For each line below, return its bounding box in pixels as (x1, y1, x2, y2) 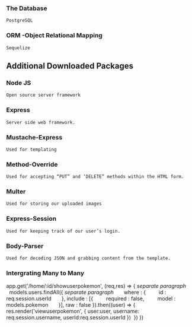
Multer (6, 188, 26, 196)
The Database (6, 4, 47, 12)
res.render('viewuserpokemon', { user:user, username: (6, 307, 139, 315)
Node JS (6, 78, 31, 87)
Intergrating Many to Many (6, 269, 85, 277)
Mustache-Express (6, 133, 63, 141)
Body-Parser (6, 242, 44, 250)
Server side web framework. (6, 119, 76, 125)
